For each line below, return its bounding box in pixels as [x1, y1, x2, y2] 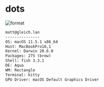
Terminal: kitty [5, 72, 40, 77]
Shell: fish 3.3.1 [5, 58, 44, 64]
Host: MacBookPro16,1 [5, 44, 51, 49]
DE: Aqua [5, 63, 24, 68]
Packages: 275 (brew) [5, 53, 51, 59]
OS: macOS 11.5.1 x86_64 [5, 39, 58, 44]
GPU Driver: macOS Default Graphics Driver [5, 77, 99, 82]
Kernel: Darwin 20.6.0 [5, 49, 54, 54]
